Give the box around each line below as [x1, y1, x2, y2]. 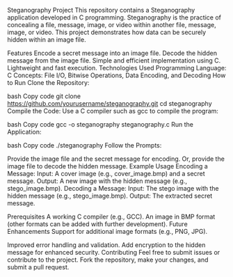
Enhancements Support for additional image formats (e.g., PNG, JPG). [7, 228, 208, 235]
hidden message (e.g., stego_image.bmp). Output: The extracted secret [7, 191, 213, 200]
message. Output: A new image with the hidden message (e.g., [7, 177, 188, 185]
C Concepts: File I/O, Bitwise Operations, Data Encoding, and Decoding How [7, 71, 226, 79]
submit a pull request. [7, 263, 70, 271]
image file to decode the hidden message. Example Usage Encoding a [7, 162, 209, 170]
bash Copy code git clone [7, 92, 81, 100]
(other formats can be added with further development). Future [7, 220, 188, 228]
